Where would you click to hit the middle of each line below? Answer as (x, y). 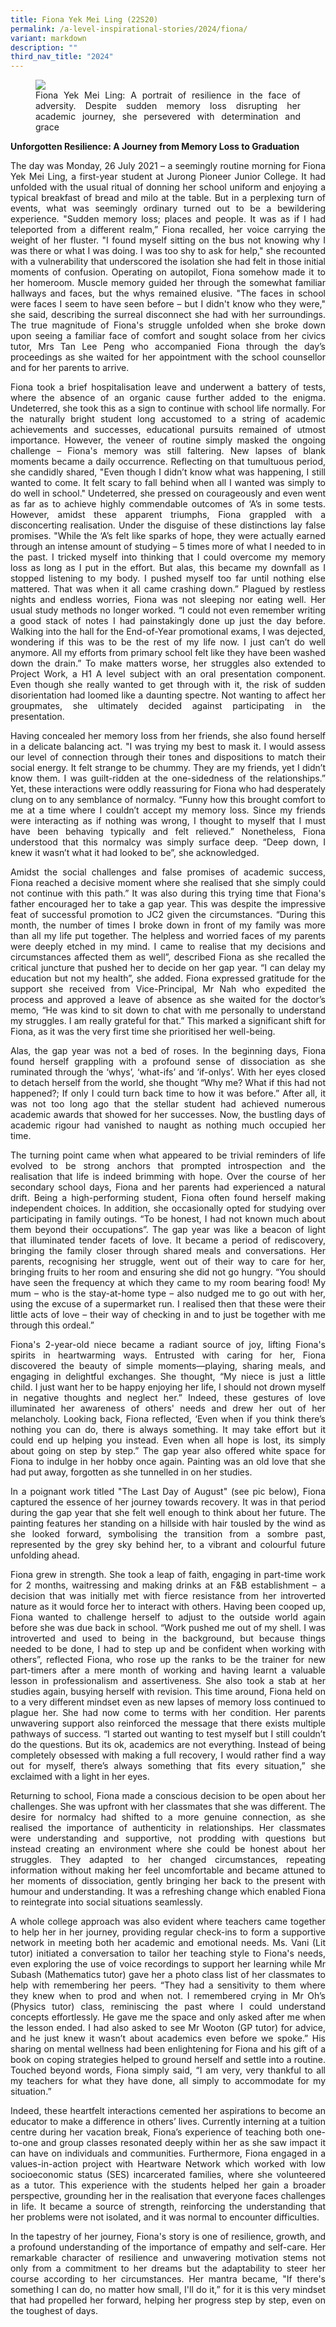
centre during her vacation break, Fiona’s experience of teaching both (156, 2132)
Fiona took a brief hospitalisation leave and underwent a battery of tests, (168, 387)
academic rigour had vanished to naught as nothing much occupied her (168, 1125)
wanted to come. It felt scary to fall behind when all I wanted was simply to (168, 483)
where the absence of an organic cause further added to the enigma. (168, 398)
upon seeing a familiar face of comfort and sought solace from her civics (168, 336)
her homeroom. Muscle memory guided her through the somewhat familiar (168, 283)
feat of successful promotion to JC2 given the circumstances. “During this (168, 915)
